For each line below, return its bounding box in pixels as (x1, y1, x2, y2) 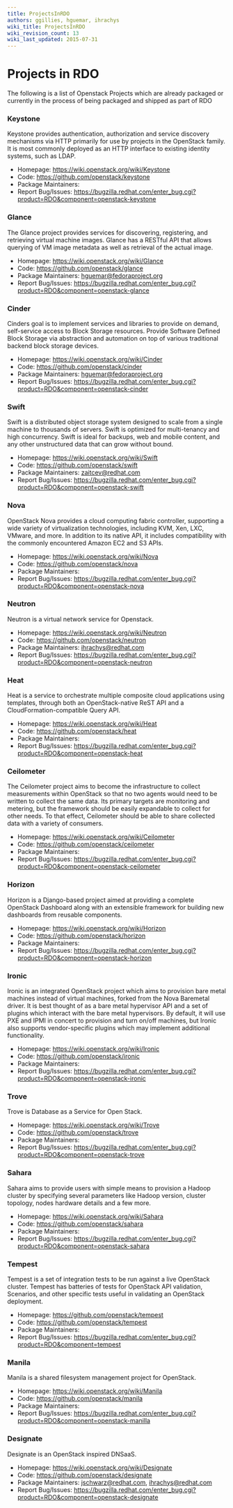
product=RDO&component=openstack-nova (17, 582, 145, 590)
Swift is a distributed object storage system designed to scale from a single (7, 418, 223, 426)
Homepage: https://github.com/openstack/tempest (17, 1310, 163, 1319)
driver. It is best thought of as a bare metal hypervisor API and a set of (7, 1002, 209, 1010)
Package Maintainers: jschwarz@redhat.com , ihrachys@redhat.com (17, 1478, 212, 1486)
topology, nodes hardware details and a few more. (7, 1199, 152, 1207)
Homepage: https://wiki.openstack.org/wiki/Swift (17, 453, 158, 462)
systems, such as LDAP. (7, 152, 77, 160)
